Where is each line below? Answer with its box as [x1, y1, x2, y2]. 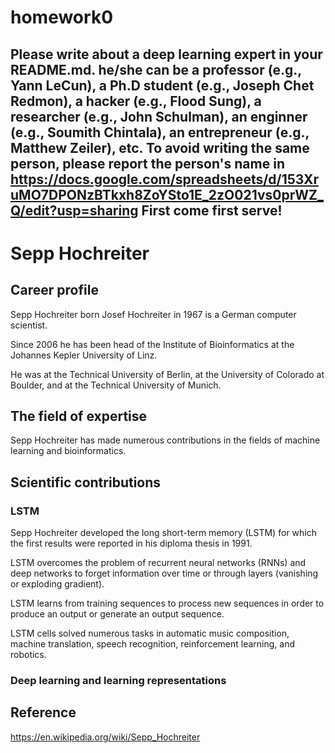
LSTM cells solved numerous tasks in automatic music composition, [10, 627, 290, 640]
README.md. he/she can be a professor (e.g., [10, 61, 302, 78]
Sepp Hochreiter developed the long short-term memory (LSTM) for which [10, 527, 317, 539]
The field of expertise [10, 407, 148, 425]
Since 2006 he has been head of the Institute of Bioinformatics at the [10, 338, 295, 350]
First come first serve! [141, 202, 283, 219]
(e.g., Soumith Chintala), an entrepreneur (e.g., [10, 124, 310, 141]
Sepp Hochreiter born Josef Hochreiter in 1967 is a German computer [10, 308, 297, 320]
